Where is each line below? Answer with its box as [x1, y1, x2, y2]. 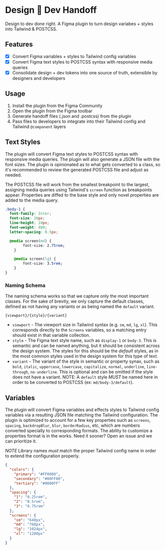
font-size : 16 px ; [9, 216, 45, 221]
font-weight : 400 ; [9, 225, 48, 230]
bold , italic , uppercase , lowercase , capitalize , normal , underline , [12, 364, 146, 370]
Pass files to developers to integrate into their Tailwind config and [12, 118, 145, 124]
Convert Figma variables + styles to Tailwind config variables [12, 53, 136, 59]
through [12, 370, 28, 375]
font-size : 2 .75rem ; [23, 243, 65, 248]
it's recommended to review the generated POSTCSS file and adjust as [5, 167, 149, 172]
